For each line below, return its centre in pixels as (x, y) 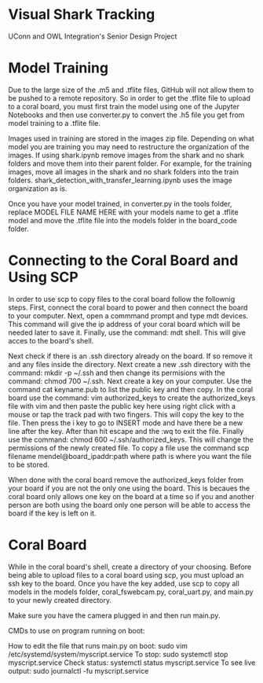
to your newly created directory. (60, 600)
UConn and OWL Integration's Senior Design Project (93, 36)
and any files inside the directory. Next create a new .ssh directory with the (130, 364)
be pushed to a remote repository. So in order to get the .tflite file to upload (130, 98)
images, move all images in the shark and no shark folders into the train (124, 171)
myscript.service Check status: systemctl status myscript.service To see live (132, 663)
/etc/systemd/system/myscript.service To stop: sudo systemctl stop (118, 654)
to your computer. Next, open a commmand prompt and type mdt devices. (128, 315)
